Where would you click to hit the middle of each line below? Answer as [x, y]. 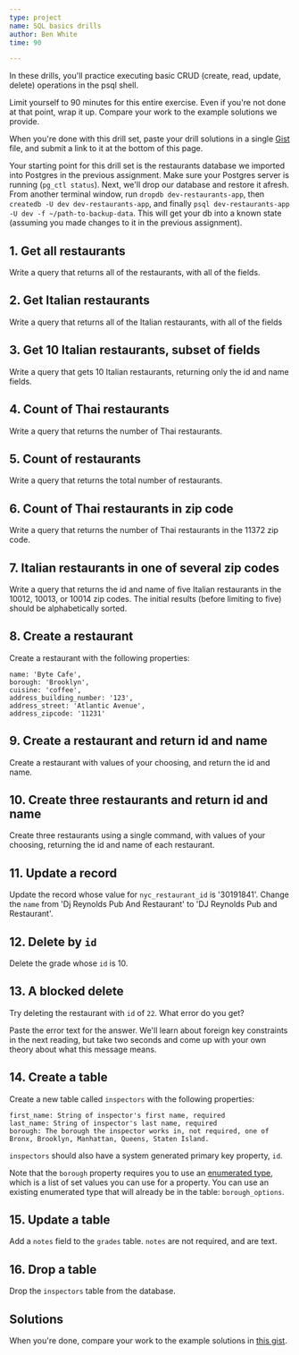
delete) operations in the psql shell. [74, 85]
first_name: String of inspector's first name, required [117, 1115]
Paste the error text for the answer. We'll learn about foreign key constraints [149, 1030]
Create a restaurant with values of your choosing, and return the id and [140, 762]
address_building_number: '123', [71, 698]
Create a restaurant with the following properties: [100, 657]
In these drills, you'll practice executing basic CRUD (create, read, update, [145, 76]
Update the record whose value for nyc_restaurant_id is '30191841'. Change [149, 894]
